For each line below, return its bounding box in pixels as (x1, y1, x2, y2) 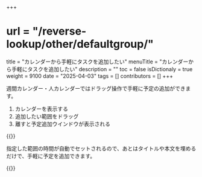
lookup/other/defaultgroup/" (6, 37, 154, 51)
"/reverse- (32, 25, 87, 38)
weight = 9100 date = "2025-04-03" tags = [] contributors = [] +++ (6, 72, 174, 79)
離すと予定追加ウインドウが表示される (14, 120, 110, 127)
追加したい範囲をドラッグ (14, 112, 79, 120)
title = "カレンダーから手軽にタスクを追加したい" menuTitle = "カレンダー (6, 58, 189, 65)
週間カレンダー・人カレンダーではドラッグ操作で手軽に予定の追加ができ (6, 85, 186, 92)
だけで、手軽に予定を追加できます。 (6, 152, 96, 159)
